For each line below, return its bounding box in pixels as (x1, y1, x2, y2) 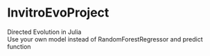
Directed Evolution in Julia (7, 28, 82, 36)
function (7, 42, 31, 50)
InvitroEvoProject (7, 5, 110, 21)
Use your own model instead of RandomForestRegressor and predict (7, 35, 203, 43)
